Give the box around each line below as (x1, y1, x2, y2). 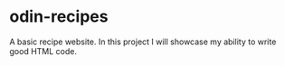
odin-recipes (9, 6, 109, 27)
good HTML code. (9, 45, 77, 56)
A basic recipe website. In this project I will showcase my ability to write (9, 36, 277, 47)
